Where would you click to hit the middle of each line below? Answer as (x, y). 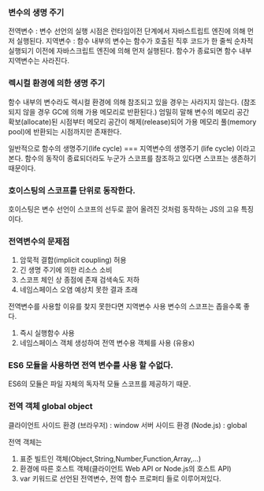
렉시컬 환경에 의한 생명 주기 (57, 83)
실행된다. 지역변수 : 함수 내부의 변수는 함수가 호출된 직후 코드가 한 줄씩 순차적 (135, 41)
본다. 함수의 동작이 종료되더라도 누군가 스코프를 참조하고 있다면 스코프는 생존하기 (132, 158)
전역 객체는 (25, 442)
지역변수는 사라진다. (39, 61)
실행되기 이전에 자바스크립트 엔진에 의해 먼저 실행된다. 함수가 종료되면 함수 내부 (130, 51)
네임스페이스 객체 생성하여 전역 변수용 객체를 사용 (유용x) (107, 343)
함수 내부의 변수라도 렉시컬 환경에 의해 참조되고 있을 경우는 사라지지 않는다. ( (126, 102)
